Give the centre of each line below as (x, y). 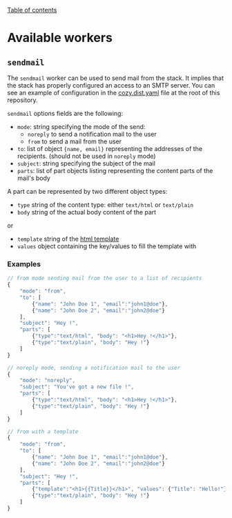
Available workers (60, 38)
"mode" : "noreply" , (48, 381)
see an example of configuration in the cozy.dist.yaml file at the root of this (114, 93)
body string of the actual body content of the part (87, 212)
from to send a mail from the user (75, 141)
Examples (24, 263)
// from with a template (43, 431)
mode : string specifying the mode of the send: (81, 127)
